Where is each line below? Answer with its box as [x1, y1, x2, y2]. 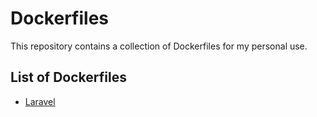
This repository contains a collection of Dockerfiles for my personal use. [10, 40, 308, 52]
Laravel [24, 95, 56, 107]
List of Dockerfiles [10, 69, 127, 86]
